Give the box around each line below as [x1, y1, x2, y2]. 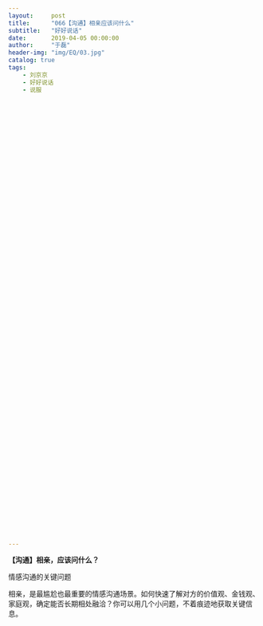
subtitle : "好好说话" [8, 26, 82, 34]
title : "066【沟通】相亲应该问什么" [8, 19, 135, 27]
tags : [8, 64, 26, 72]
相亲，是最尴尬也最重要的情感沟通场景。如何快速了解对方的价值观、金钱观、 [8, 589, 260, 599]
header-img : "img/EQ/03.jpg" [8, 49, 105, 57]
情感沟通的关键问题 [8, 572, 72, 582]
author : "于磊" [8, 41, 71, 49]
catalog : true [8, 57, 56, 65]
